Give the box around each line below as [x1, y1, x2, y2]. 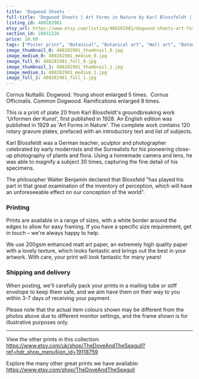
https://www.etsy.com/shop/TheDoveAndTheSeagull [6, 366, 135, 373]
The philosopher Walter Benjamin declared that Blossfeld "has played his [6, 176, 184, 183]
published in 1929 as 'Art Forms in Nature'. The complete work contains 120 [6, 122, 191, 129]
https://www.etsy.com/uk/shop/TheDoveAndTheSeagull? [6, 342, 146, 349]
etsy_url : [6, 25, 31, 31]
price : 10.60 [6, 36, 38, 42]
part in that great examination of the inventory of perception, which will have [6, 182, 192, 190]
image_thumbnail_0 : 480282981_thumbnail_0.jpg [6, 47, 123, 53]
